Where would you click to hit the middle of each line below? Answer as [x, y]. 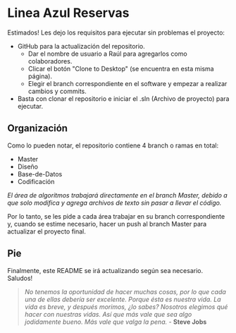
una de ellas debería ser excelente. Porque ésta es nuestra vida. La [123, 299]
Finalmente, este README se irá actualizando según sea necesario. [105, 270]
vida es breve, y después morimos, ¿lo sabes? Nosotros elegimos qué [126, 307]
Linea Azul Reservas [68, 13]
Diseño [28, 166]
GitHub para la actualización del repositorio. [81, 46]
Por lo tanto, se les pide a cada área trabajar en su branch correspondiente [116, 216]
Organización [38, 128]
